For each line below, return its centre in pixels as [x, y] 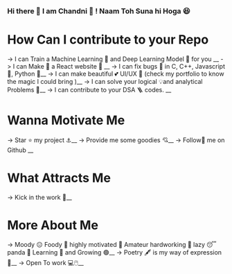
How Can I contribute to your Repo [108, 40]
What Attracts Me [59, 178]
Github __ [20, 150]
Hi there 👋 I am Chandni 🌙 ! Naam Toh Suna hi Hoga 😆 [99, 11]
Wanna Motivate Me [66, 120]
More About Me [53, 225]
